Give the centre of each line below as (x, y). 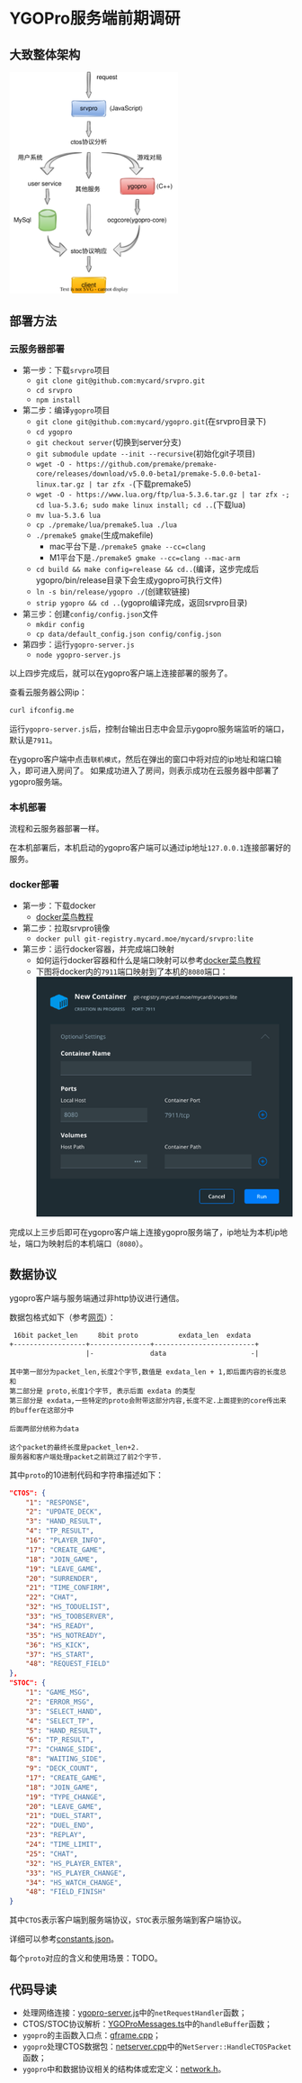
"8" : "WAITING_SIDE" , (66, 1759)
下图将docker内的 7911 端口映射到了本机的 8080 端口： (132, 972)
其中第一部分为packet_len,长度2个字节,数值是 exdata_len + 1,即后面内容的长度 (145, 1372)
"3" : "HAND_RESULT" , (64, 1522)
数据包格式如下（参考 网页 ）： (62, 1317)
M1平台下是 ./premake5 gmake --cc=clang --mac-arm (145, 557)
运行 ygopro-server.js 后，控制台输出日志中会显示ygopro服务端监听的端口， (149, 728)
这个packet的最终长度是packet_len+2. (75, 1447)
